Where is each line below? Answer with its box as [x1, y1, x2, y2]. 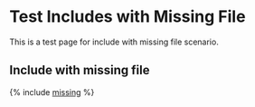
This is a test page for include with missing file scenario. [9, 36, 219, 47]
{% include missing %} [9, 86, 95, 97]
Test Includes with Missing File [9, 6, 246, 27]
